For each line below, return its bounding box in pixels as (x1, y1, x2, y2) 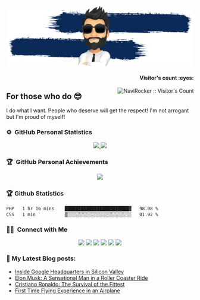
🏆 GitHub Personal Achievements (6, 157, 108, 166)
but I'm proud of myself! (6, 113, 65, 121)
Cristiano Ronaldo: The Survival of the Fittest (14, 280, 125, 288)
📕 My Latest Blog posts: (6, 254, 76, 263)
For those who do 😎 (6, 91, 82, 101)
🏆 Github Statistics (6, 189, 64, 197)
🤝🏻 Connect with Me (6, 226, 68, 234)
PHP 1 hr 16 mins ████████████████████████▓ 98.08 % (6, 206, 159, 212)
